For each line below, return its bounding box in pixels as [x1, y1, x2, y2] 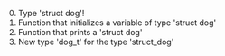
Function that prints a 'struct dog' [17, 27, 143, 37]
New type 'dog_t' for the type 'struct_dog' [17, 36, 174, 47]
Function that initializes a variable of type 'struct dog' [17, 17, 217, 28]
